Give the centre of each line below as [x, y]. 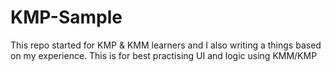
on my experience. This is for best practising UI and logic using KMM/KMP [164, 55]
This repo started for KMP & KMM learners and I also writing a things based [166, 45]
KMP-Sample [66, 17]
